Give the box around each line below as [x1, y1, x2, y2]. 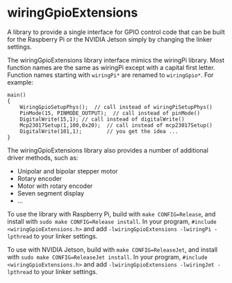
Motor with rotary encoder [17, 182, 93, 190]
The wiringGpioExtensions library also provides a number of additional [7, 146, 208, 154]
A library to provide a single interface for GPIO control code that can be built [7, 28, 226, 36]
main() [7, 92, 26, 98]
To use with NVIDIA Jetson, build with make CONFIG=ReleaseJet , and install [7, 245, 217, 254]
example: [7, 78, 33, 86]
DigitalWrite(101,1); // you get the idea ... [19, 128, 179, 135]
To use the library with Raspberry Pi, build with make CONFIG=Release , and [7, 209, 216, 218]
